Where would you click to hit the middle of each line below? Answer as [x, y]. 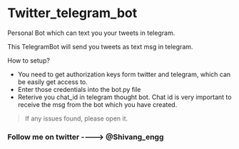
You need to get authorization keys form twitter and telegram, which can [124, 74]
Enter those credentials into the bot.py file [79, 89]
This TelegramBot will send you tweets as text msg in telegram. [100, 46]
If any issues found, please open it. [76, 118]
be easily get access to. [52, 82]
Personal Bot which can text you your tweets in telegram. [91, 33]
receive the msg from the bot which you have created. [97, 104]
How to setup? [29, 60]
